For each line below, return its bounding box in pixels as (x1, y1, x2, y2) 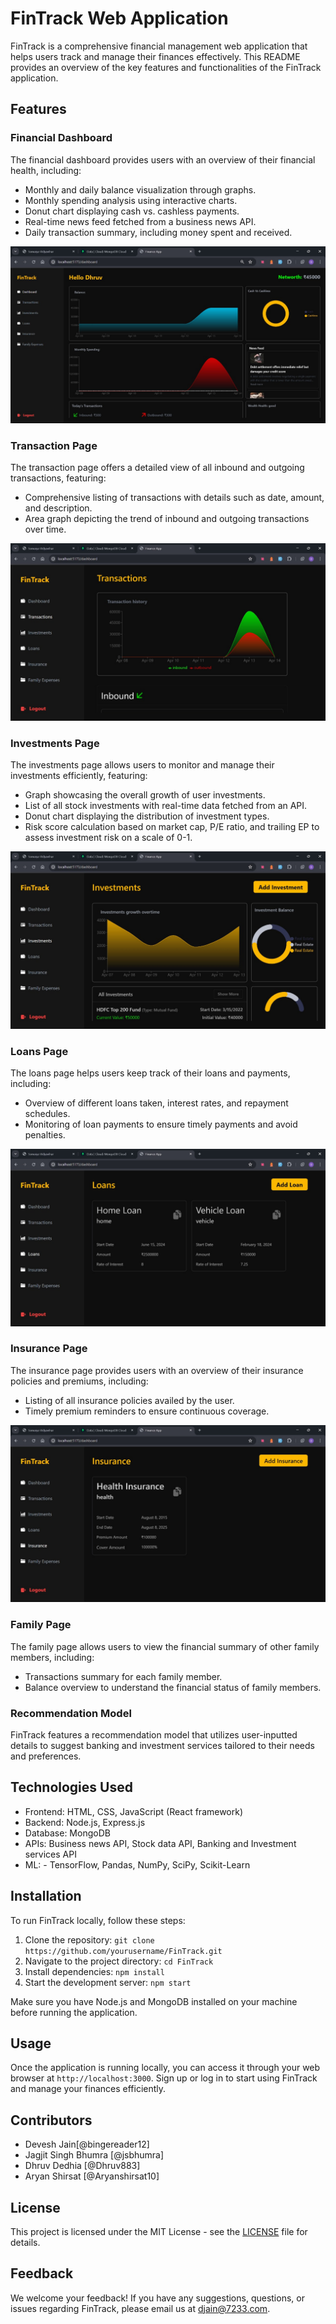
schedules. (24, 1108, 71, 1120)
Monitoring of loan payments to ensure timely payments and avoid (24, 1118, 298, 1131)
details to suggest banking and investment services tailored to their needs (10, 1739, 315, 1751)
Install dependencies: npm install (24, 1965, 165, 1977)
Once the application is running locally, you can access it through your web (10, 2062, 321, 2074)
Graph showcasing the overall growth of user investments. (24, 789, 266, 801)
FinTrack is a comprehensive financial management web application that (10, 40, 308, 52)
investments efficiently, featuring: (10, 770, 148, 782)
